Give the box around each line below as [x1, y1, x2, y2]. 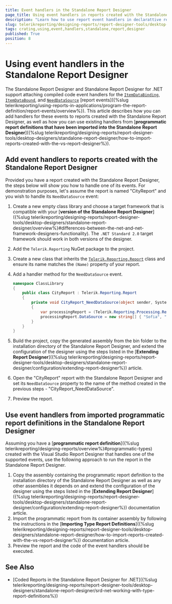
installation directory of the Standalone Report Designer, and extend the [12, 343, 164, 349]
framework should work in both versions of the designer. [12, 236, 133, 242]
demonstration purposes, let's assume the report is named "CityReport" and [5, 188, 166, 194]
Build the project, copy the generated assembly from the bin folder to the [12, 338, 167, 344]
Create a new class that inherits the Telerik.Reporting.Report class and [12, 256, 165, 262]
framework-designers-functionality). [12, 230, 90, 236]
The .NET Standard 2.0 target [91, 230, 154, 236]
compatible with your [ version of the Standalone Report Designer [12, 209, 153, 215]
